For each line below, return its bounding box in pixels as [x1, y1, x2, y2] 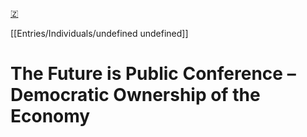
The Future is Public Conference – [10, 63, 297, 85]
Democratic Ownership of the [10, 84, 261, 107]
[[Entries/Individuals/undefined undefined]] [10, 28, 189, 39]
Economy [10, 105, 91, 128]
